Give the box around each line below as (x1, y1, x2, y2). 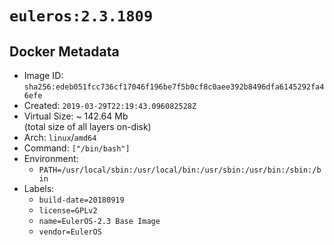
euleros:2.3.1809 (9, 7, 154, 26)
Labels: (23, 183, 55, 194)
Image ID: (23, 70, 64, 81)
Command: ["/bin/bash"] (23, 142, 131, 154)
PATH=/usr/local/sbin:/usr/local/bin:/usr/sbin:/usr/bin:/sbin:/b (38, 165, 322, 175)
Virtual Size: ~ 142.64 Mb (23, 110, 129, 122)
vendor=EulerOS (38, 227, 102, 237)
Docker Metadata (9, 43, 120, 60)
